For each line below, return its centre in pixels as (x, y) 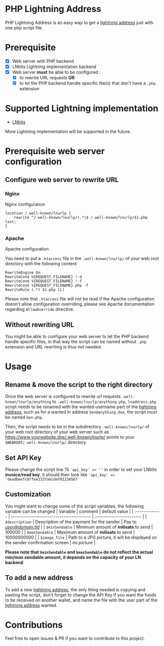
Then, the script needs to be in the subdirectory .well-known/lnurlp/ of (77, 427)
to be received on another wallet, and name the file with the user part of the (81, 600)
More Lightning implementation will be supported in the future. (68, 132)
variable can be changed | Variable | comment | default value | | (69, 511)
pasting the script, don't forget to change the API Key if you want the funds (81, 595)
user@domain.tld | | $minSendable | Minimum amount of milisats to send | (79, 527)
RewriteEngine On (23, 273)
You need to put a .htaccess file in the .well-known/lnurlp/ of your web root (82, 258)
